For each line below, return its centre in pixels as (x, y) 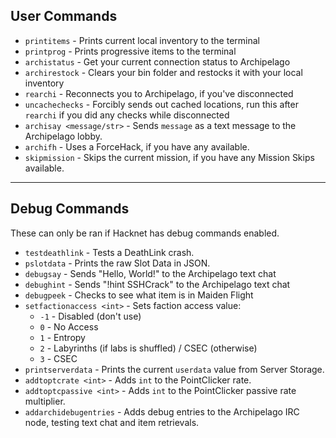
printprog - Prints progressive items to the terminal (130, 51)
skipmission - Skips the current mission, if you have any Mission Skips (169, 157)
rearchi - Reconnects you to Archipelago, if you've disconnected (159, 93)
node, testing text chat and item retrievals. (112, 422)
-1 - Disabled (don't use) (90, 316)
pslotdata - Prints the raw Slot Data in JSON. (117, 263)
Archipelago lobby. (63, 136)
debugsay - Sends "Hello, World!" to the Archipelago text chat (150, 273)
